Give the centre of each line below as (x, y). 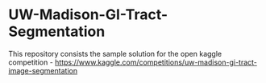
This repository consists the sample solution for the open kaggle (115, 53)
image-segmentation (43, 70)
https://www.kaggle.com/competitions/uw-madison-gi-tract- (156, 62)
